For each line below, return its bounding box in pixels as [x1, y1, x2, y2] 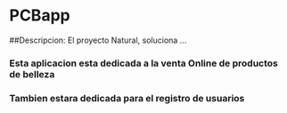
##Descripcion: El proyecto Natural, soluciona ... [9, 35, 187, 45]
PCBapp [9, 5, 70, 26]
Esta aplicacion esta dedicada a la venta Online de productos [9, 57, 278, 69]
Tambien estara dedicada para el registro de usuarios [9, 92, 245, 104]
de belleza [9, 68, 55, 80]
